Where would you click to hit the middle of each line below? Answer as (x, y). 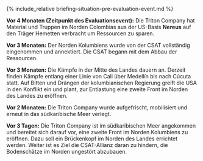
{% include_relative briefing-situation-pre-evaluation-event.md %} (90, 9)
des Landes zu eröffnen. (37, 96)
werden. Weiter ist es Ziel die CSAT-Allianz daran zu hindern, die (87, 145)
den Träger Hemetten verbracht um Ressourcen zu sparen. (80, 33)
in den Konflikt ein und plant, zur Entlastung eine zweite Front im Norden (97, 89)
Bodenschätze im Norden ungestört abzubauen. (66, 152)
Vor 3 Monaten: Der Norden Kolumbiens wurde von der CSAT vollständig (98, 45)
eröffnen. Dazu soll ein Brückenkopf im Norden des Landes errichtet (92, 139)
